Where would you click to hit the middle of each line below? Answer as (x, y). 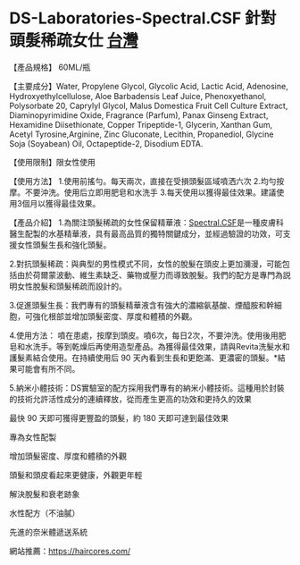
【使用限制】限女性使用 (52, 162)
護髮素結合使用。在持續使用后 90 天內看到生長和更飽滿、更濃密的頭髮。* (144, 358)
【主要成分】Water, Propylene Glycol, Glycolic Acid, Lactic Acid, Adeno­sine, (149, 86)
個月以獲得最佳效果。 (61, 203)
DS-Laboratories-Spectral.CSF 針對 (143, 18)
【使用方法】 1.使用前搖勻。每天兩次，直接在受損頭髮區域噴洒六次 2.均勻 (143, 181)
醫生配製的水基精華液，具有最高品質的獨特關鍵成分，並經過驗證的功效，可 (146, 233)
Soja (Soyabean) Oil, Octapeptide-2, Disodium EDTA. (106, 143)
